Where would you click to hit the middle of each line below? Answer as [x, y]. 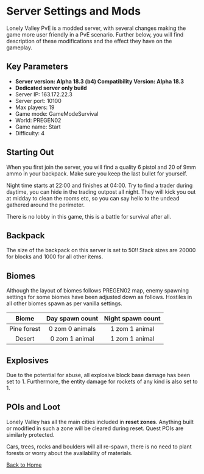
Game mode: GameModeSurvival [57, 113]
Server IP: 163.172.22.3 [44, 94]
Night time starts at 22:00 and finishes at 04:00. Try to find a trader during [100, 185]
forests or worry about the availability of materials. [69, 453]
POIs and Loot [33, 407]
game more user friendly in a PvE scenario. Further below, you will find [95, 34]
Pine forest [25, 329]
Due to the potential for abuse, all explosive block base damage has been [98, 375]
